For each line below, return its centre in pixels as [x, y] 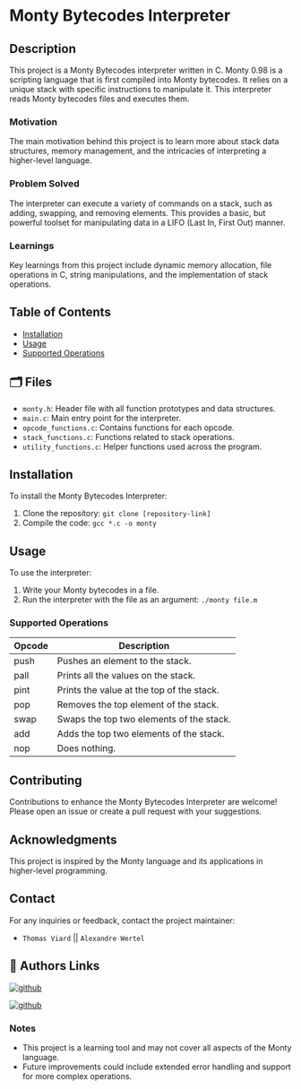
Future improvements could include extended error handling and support [156, 1067]
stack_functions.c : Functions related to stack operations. [128, 436]
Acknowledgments [64, 839]
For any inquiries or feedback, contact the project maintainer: [122, 920]
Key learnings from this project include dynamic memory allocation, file [141, 264]
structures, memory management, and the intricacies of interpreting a [138, 151]
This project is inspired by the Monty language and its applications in [136, 861]
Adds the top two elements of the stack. [141, 734]
